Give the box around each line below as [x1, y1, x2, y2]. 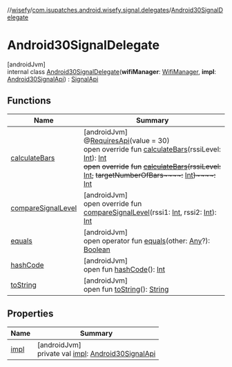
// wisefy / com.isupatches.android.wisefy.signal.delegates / [7, 6, 171, 14]
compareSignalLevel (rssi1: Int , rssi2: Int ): [83, 207, 217, 217]
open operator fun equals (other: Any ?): [83, 236, 211, 245]
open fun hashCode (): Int [83, 264, 166, 274]
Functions [7, 95, 52, 106]
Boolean [83, 245, 110, 254]
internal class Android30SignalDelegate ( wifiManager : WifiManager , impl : [7, 67, 216, 75]
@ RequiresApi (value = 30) [83, 135, 170, 145]
